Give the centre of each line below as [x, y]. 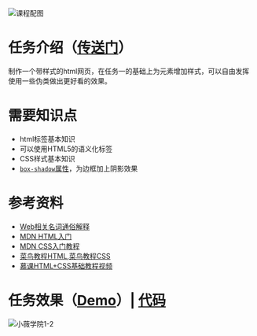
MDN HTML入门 [46, 236]
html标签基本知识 [48, 138]
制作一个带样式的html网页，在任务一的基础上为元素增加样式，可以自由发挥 [129, 71]
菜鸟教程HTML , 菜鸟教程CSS [65, 256]
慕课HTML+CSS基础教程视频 [66, 266]
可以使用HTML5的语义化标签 [66, 149]
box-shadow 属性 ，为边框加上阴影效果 [79, 168]
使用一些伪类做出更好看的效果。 [60, 81]
